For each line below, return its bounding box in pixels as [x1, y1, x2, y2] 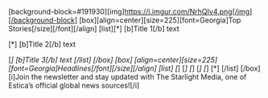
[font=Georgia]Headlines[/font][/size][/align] [8, 63, 157, 73]
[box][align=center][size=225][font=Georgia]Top [79, 15, 241, 25]
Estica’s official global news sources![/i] [8, 80, 140, 90]
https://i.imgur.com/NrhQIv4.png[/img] [124, 7, 253, 16]
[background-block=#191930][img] [8, 7, 125, 16]
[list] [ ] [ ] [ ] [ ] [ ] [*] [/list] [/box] [158, 63, 261, 73]
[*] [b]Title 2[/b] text [8, 39, 76, 49]
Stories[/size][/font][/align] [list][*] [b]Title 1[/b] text [8, 24, 179, 33]
